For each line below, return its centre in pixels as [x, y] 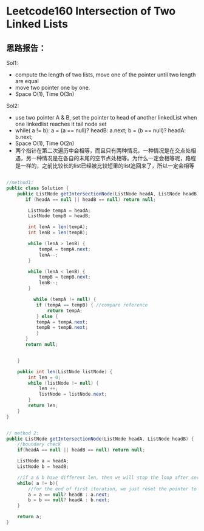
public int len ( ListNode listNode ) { [65, 371]
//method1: [20, 183]
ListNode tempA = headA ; [59, 211]
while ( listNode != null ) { [63, 383]
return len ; [43, 405]
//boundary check [39, 444]
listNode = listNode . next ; [73, 394]
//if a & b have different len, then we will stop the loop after [103, 478]
